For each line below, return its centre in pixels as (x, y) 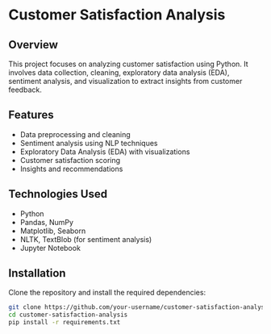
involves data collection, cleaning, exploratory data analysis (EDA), (119, 73)
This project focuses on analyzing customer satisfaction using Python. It (128, 64)
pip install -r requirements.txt (65, 323)
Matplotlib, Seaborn (53, 231)
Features (31, 115)
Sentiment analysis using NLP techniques (89, 143)
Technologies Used (58, 194)
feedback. (25, 90)
